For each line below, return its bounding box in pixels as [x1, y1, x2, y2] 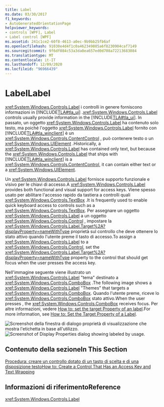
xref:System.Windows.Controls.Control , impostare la [5, 218, 112, 224]
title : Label [5, 7, 32, 12]
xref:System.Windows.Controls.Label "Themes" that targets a [5, 285, 129, 291]
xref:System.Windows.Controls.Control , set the [5, 244, 100, 250]
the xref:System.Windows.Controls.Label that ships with [5, 151, 118, 157]
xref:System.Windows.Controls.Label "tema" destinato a [5, 274, 118, 280]
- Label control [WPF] [5, 35, 51, 40]
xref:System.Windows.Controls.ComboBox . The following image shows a [5, 280, 152, 286]
